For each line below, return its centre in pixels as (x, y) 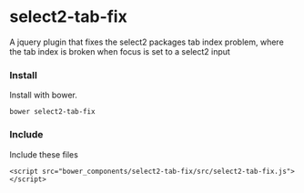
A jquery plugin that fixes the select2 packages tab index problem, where (147, 42)
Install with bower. (43, 95)
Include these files (44, 154)
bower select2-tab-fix (52, 112)
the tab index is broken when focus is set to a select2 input (120, 51)
